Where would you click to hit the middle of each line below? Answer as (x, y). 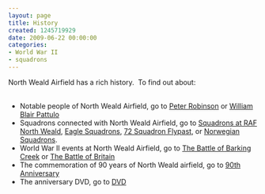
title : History (33, 23)
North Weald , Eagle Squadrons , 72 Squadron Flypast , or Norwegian (129, 131)
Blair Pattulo (39, 114)
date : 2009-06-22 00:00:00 (53, 38)
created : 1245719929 (42, 30)
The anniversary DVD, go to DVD (73, 181)
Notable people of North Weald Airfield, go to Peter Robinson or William (136, 106)
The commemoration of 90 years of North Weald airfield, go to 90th (130, 165)
